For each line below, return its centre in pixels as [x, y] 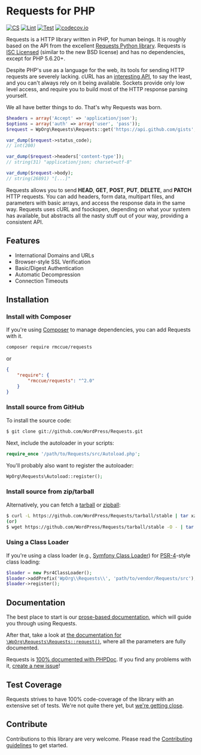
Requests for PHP [51, 11]
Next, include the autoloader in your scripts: [60, 443]
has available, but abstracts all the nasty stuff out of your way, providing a [97, 215]
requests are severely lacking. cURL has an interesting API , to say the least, [99, 76]
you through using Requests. [42, 624]
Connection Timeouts [42, 281]
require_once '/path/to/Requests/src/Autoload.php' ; [73, 454]
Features [23, 241]
